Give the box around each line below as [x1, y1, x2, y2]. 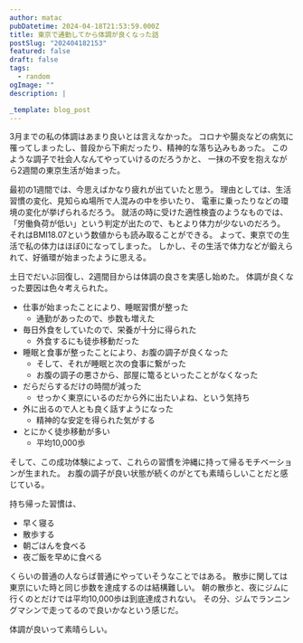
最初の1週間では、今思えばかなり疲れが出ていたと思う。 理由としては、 [9, 184, 276, 195]
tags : [9, 64, 30, 73]
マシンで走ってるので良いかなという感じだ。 [16, 605, 184, 616]
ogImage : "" [9, 80, 54, 90]
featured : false [9, 47, 71, 56]
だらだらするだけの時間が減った [22, 381, 142, 392]
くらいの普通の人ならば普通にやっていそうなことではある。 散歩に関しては [9, 571, 289, 582]
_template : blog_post [9, 105, 91, 114]
